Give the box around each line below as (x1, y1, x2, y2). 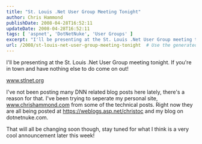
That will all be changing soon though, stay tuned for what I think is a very (6, 125, 189, 133)
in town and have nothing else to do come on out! (6, 65, 129, 72)
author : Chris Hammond (6, 14, 63, 20)
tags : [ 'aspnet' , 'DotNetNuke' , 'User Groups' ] (6, 31, 133, 37)
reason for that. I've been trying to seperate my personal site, (6, 94, 158, 102)
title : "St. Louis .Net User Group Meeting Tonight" (6, 8, 141, 15)
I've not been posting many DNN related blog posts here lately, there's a (6, 88, 185, 95)
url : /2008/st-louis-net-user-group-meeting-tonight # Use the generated (6, 43, 198, 49)
